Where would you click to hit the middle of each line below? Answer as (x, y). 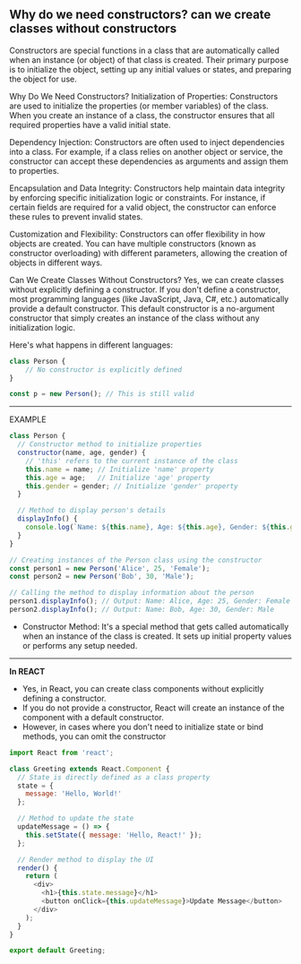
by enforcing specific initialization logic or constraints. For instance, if (138, 197)
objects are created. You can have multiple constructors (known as (133, 243)
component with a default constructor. (93, 717)
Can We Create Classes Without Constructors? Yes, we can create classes (147, 280)
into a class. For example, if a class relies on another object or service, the (146, 151)
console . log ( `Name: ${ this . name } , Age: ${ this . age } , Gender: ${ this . (158, 528)
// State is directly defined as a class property (114, 777)
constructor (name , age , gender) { (82, 453)
